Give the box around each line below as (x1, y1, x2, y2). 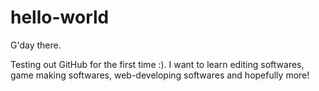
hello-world (10, 6, 110, 29)
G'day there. (10, 39, 62, 51)
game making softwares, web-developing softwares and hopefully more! (10, 69, 310, 81)
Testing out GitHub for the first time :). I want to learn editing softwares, (10, 58, 305, 70)
